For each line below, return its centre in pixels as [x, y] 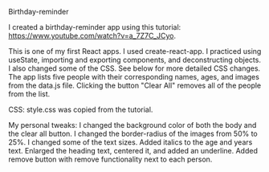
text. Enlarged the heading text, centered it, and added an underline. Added [133, 151]
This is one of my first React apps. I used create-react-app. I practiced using [135, 51]
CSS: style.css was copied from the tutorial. [81, 109]
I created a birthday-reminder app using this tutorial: [95, 27]
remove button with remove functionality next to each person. [110, 159]
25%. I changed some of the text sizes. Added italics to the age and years [130, 142]
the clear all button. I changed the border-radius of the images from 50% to [133, 133]
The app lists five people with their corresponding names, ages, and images [134, 77]
